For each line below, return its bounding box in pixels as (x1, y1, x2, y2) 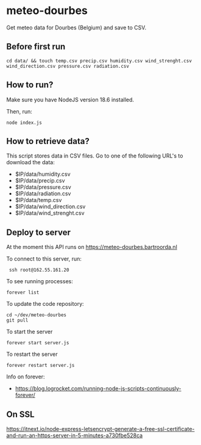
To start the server (6, 328, 53, 336)
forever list (6, 289, 40, 296)
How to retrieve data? (6, 136, 90, 147)
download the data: (6, 159, 55, 166)
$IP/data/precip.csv (15, 177, 65, 184)
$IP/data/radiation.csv (15, 190, 71, 197)
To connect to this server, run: (6, 255, 82, 262)
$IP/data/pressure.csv (15, 184, 71, 191)
